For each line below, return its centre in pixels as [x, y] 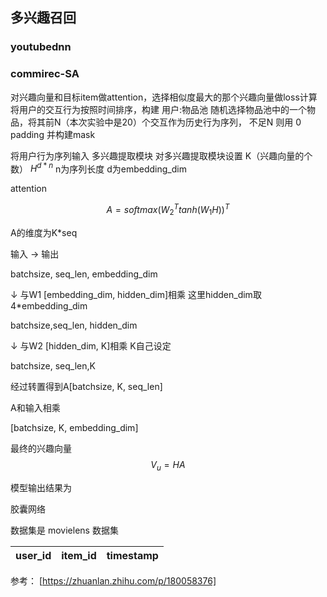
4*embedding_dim [49, 305]
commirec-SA [45, 74]
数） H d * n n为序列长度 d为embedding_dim [98, 168]
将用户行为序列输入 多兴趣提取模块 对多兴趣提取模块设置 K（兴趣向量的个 [161, 155]
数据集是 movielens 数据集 [64, 530]
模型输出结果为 [41, 487]
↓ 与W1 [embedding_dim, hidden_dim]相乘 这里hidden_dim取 [136, 294]
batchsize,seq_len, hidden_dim [74, 325]
